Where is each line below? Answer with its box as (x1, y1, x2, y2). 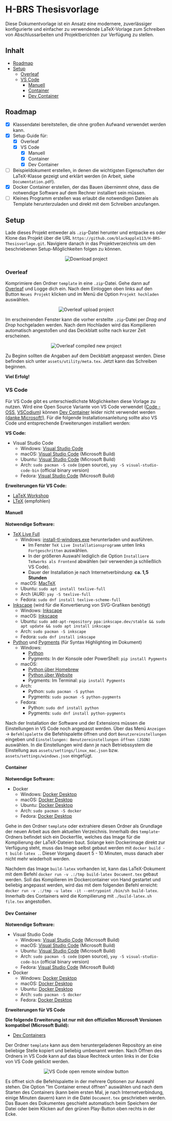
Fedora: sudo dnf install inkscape (20, 633, 96, 640)
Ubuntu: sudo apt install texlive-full (20, 585, 106, 591)
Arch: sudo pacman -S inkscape (20, 628, 86, 634)
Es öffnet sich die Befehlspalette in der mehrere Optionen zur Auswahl (5, 1078, 154, 1085)
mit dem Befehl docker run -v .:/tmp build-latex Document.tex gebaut (5, 871, 158, 877)
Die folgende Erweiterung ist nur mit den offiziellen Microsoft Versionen (5, 1017, 162, 1023)
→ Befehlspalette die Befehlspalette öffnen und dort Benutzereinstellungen (5, 730, 167, 737)
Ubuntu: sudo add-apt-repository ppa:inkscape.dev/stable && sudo (20, 618, 165, 624)
